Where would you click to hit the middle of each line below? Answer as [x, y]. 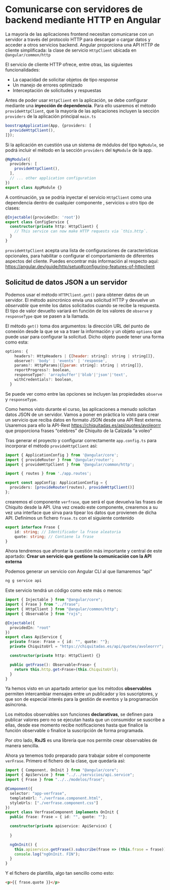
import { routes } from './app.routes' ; [49, 474]
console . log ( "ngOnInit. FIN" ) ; [47, 854]
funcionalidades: [23, 70]
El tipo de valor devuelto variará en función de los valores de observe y [79, 311]
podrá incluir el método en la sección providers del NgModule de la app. [79, 150]
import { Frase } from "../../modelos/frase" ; [55, 780]
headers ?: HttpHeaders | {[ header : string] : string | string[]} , [85, 356]
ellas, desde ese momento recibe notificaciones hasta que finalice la [77, 725]
